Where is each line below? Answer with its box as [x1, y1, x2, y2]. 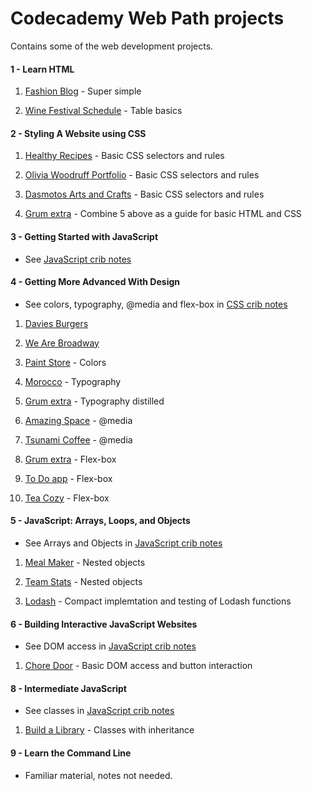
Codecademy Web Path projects [10, 7, 285, 30]
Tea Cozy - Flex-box [24, 492, 110, 504]
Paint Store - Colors [24, 356, 107, 368]
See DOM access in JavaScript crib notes [24, 640, 197, 652]
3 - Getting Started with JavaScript [10, 230, 159, 242]
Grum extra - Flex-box [24, 453, 117, 465]
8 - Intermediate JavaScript [10, 682, 127, 694]
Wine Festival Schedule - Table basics [24, 105, 183, 117]
